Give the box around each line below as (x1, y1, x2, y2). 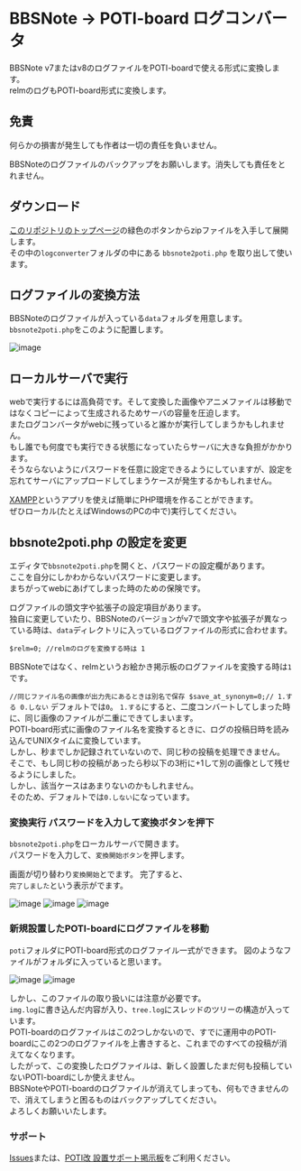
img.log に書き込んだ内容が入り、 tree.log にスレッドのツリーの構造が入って (9, 1003, 291, 1015)
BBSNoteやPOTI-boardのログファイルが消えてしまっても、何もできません (9, 1083, 281, 1093)
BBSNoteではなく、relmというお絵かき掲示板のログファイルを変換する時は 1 (9, 661, 292, 672)
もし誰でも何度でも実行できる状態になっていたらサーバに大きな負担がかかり (9, 441, 293, 452)
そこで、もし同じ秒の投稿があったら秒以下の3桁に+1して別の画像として (9, 758, 275, 768)
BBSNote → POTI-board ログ (9, 8, 225, 29)
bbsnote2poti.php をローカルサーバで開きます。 (9, 838, 185, 849)
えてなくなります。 (9, 1048, 79, 1060)
